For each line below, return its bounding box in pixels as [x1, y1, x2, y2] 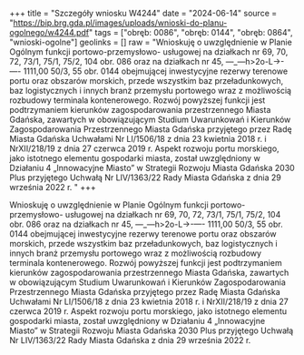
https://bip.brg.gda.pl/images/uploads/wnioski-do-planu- [13, 17, 228, 28]
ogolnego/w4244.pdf [9, 27, 90, 37]
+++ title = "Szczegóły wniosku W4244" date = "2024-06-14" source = [9, 8, 278, 18]
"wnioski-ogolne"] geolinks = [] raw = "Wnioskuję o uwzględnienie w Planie [9, 36, 292, 47]
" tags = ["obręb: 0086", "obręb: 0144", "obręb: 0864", [89, 27, 293, 37]
